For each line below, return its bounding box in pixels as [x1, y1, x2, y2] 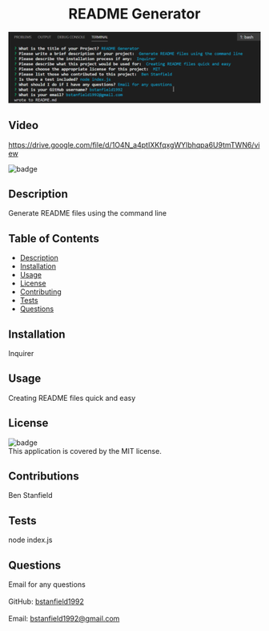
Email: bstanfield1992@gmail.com [8, 614, 120, 623]
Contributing [19, 287, 62, 297]
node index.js [8, 535, 53, 545]
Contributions [8, 469, 79, 483]
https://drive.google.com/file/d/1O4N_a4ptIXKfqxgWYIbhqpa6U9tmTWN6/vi [8, 140, 260, 149]
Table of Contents [8, 232, 100, 245]
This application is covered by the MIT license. [8, 446, 162, 455]
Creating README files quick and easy [8, 393, 136, 402]
